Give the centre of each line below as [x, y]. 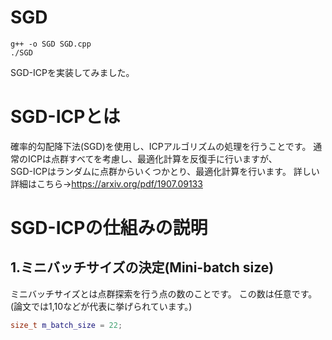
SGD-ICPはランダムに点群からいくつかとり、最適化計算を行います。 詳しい [165, 171]
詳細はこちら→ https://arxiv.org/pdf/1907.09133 [106, 183]
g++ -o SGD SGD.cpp [51, 44]
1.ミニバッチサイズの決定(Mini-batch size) [142, 267]
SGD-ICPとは [65, 117]
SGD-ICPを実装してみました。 [72, 72]
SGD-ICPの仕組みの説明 [109, 228]
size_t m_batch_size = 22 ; [66, 325]
